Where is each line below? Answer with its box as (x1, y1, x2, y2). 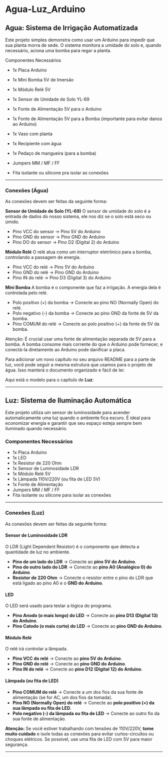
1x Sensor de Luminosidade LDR (12, 465, 79, 471)
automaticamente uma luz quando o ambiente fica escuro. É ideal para (5, 415, 151, 421)
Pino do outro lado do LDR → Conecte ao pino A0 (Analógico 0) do (12, 564, 152, 570)
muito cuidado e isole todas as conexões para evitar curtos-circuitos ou (5, 730, 154, 737)
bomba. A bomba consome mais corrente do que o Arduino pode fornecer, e (5, 341, 163, 347)
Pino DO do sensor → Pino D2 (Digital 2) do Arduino (12, 239, 119, 245)
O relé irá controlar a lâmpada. (5, 646, 68, 652)
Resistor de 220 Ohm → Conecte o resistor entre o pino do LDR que (12, 575, 153, 581)
